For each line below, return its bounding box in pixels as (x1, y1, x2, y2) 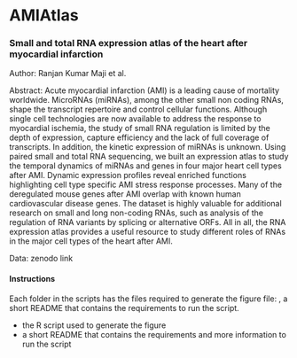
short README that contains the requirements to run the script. (9, 302, 239, 313)
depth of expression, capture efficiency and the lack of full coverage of (9, 132, 270, 143)
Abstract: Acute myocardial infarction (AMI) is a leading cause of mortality (9, 85, 280, 96)
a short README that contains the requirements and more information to (21, 329, 286, 339)
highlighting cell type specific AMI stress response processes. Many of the (9, 179, 282, 191)
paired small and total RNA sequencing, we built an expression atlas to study (9, 152, 289, 162)
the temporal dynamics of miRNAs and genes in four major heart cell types (9, 160, 282, 171)
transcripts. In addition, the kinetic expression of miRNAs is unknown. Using (9, 142, 286, 152)
